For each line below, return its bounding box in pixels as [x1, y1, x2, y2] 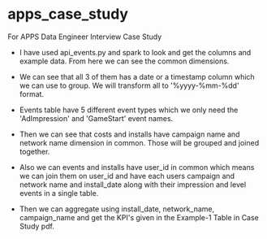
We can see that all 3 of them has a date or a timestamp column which [19, 72, 255, 81]
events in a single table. [19, 188, 99, 198]
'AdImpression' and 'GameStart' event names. [19, 113, 174, 123]
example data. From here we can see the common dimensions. [19, 56, 230, 66]
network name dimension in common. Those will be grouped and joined [19, 137, 260, 147]
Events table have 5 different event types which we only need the [19, 105, 239, 115]
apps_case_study [7, 5, 129, 24]
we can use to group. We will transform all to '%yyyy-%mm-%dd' [19, 80, 240, 90]
